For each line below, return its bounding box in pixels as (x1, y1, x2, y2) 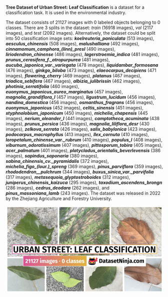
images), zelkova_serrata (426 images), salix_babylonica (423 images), (5, 126, 157, 132)
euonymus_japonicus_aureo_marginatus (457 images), (5, 89, 123, 94)
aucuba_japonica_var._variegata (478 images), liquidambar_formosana (5, 62, 158, 68)
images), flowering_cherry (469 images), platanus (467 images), (5, 73, 141, 78)
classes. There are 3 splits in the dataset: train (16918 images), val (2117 (5, 25, 153, 31)
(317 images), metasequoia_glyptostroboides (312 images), (5, 174, 130, 180)
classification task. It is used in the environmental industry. (5, 10, 126, 16)
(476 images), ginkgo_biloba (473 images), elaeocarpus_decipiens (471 (5, 67, 156, 73)
